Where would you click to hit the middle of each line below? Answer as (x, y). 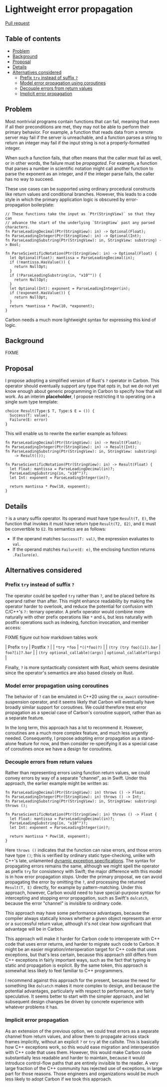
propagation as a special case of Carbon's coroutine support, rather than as (83, 712)
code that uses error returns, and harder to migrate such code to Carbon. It (82, 944)
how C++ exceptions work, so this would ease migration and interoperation (82, 1047)
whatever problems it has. (32, 1007)
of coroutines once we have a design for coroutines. (59, 749)
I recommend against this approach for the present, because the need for (81, 980)
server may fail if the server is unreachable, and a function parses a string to (84, 137)
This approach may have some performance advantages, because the (77, 913)
